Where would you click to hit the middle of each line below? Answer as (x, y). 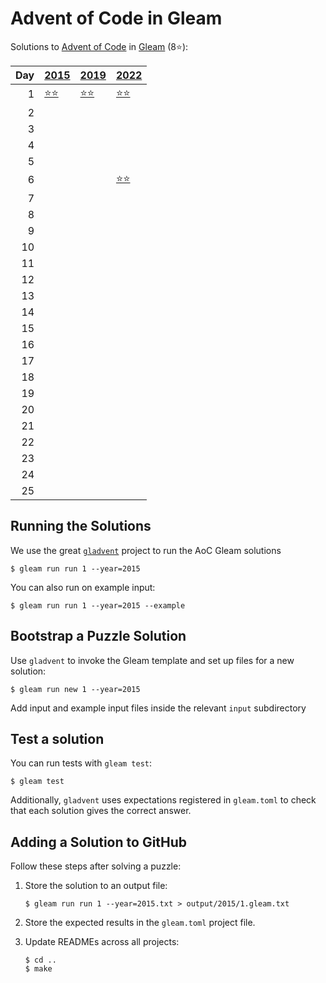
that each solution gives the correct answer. (101, 811)
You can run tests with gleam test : (81, 763)
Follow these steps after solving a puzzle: (96, 866)
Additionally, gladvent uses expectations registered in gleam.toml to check (163, 800)
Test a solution (57, 738)
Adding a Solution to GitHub (99, 842)
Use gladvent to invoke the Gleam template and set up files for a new (152, 660)
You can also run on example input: (83, 587)
